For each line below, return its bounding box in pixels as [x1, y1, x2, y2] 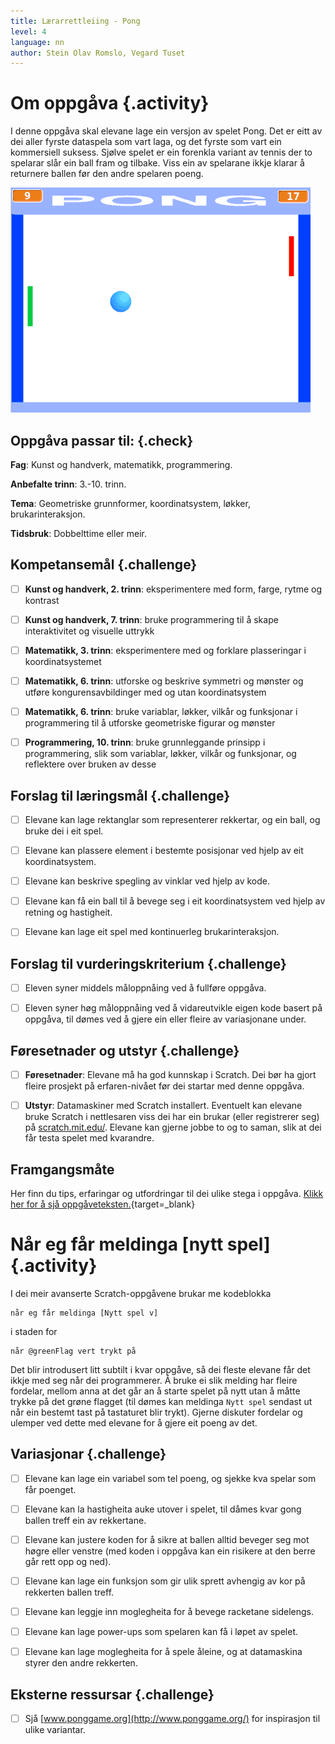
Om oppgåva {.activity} [10, 92, 210, 115]
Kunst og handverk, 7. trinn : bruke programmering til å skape [24, 613, 279, 625]
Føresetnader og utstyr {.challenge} [10, 1042, 240, 1059]
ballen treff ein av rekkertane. [24, 1514, 147, 1526]
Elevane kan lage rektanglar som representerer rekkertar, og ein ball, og [24, 814, 321, 825]
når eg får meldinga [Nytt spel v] [10, 1308, 159, 1318]
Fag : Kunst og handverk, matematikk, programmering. [10, 459, 233, 470]
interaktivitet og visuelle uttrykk [24, 625, 155, 637]
